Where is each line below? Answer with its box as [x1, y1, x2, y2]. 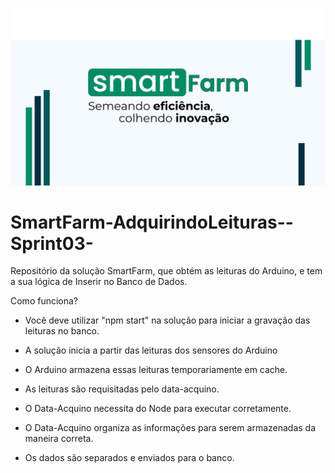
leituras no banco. [24, 325, 100, 337]
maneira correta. [24, 433, 94, 445]
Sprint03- [10, 232, 94, 255]
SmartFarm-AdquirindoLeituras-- [10, 211, 294, 233]
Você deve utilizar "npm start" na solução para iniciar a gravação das [24, 314, 311, 327]
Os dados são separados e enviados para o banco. [24, 452, 235, 464]
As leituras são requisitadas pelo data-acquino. [24, 383, 220, 395]
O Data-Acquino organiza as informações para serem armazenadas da [24, 422, 317, 434]
